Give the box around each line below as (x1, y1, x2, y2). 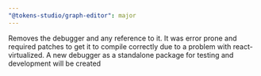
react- (232, 41, 254, 51)
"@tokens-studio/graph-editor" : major (8, 11, 136, 20)
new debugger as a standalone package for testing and (52, 50, 234, 59)
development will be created (8, 59, 102, 68)
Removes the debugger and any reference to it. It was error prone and (8, 33, 237, 43)
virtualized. (8, 50, 45, 59)
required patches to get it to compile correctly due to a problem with (8, 41, 232, 51)
